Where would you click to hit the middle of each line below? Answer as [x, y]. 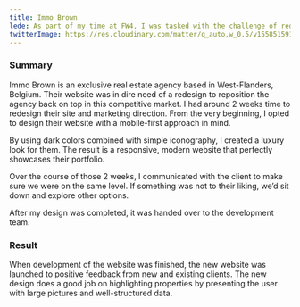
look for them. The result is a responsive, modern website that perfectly [141, 149]
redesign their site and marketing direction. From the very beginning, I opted [150, 113]
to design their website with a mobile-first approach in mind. [120, 122]
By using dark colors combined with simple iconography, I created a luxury [147, 140]
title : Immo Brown [43, 17]
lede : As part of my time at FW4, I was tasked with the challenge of [143, 26]
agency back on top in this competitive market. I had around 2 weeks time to [150, 104]
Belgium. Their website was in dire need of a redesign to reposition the [139, 94]
